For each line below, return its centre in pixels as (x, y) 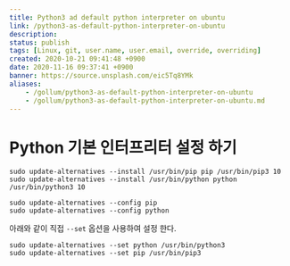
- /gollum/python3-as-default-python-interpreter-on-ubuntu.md (145, 100)
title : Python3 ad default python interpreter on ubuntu (117, 17)
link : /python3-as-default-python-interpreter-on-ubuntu (117, 26)
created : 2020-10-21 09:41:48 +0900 (77, 59)
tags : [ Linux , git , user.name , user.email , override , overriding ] (135, 51)
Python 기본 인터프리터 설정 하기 (123, 147)
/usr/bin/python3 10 (48, 187)
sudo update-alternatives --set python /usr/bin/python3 (117, 245)
